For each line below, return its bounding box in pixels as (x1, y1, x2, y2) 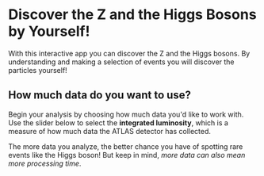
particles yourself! (8, 65, 67, 75)
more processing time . (8, 159, 82, 168)
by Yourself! (8, 22, 90, 40)
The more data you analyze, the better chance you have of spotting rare (8, 141, 243, 151)
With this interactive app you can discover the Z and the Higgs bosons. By (8, 48, 251, 58)
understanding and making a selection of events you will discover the (8, 57, 235, 67)
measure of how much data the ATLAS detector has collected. (8, 126, 212, 136)
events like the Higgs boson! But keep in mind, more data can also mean (8, 150, 246, 159)
